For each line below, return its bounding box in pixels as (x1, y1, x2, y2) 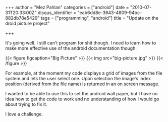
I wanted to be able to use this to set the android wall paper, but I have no (5, 91, 158, 96)
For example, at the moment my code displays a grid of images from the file (5, 70, 163, 76)
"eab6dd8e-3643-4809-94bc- (77, 10, 142, 16)
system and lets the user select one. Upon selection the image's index (5, 76, 151, 81)
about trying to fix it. (5, 101, 47, 107)
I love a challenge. (5, 111, 43, 117)
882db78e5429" (5, 15, 40, 21)
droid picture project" (5, 20, 50, 26)
